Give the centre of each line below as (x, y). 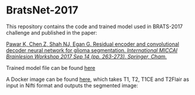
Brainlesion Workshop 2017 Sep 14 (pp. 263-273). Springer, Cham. (86, 56)
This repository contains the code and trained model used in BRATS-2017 (95, 26)
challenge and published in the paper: (52, 32)
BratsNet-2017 (42, 10)
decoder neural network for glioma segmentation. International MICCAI (92, 50)
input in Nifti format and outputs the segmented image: (72, 85)
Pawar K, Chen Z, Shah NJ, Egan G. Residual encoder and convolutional (93, 44)
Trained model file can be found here (51, 67)
